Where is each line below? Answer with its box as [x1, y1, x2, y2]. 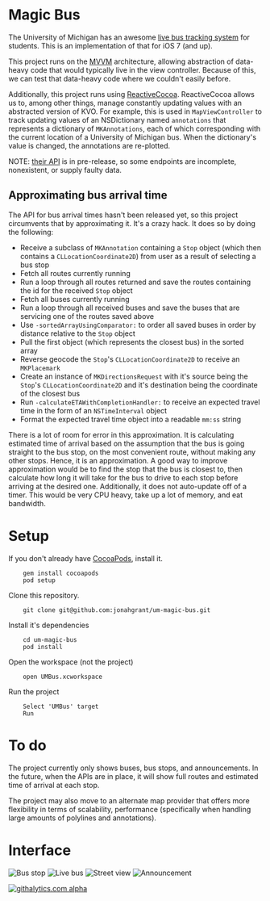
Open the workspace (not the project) [8, 656, 134, 667]
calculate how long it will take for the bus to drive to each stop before [8, 472, 239, 482]
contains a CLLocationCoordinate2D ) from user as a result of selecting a [19, 251, 256, 261]
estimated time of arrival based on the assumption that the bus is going [8, 438, 245, 448]
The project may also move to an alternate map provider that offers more [8, 795, 250, 805]
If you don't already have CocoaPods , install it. [8, 553, 164, 563]
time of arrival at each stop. [8, 780, 100, 790]
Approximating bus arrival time [8, 188, 168, 203]
